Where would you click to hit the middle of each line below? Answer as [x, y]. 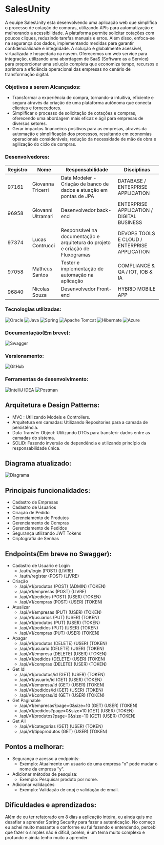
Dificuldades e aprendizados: [51, 805]
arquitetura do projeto [86, 242]
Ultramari [43, 216]
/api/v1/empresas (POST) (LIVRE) [53, 591]
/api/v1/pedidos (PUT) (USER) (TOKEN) [59, 627]
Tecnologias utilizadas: [33, 309]
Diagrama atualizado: [38, 463]
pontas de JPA [77, 196]
